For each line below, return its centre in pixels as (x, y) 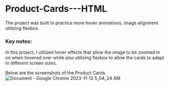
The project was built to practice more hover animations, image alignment (82, 23)
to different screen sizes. (31, 63)
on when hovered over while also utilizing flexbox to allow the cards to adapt (85, 58)
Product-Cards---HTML (56, 9)
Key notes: (19, 41)
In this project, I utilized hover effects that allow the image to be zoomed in (83, 52)
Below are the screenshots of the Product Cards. (56, 73)
